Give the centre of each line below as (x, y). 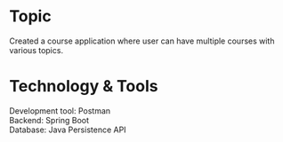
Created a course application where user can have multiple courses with (142, 41)
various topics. (36, 50)
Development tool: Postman (60, 110)
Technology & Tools (84, 87)
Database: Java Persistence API (68, 130)
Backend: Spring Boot (49, 120)
